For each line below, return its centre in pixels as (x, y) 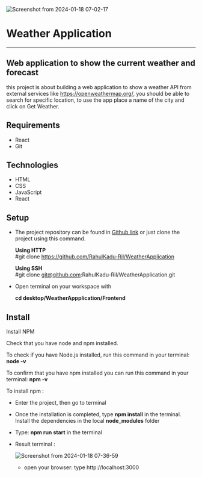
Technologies (32, 165)
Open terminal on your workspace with (63, 287)
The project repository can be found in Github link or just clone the (97, 232)
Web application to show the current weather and (101, 63)
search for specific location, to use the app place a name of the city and (95, 100)
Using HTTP (30, 251)
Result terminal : (35, 444)
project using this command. (50, 238)
